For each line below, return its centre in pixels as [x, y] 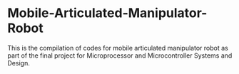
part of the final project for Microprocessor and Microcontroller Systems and [120, 55]
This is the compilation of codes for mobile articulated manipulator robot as [118, 48]
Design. [19, 63]
